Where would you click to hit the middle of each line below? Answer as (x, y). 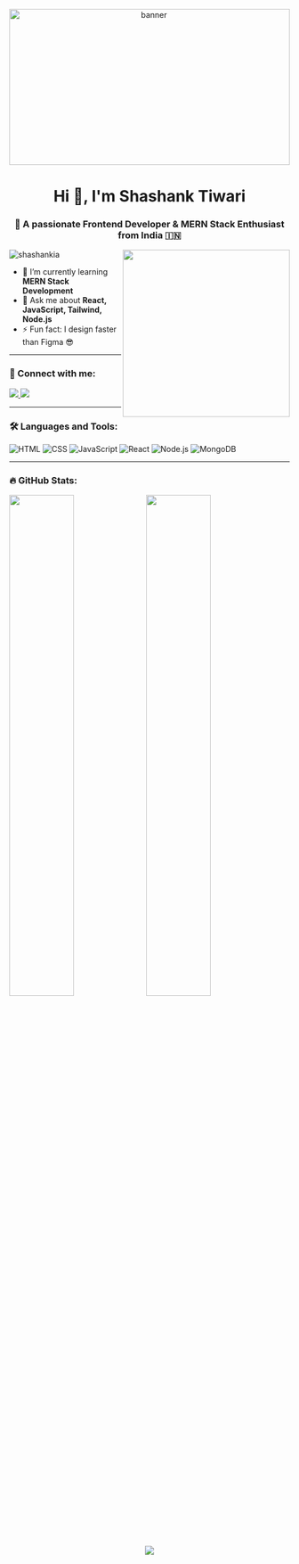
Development (48, 291)
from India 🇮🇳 (149, 235)
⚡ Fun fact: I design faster (69, 329)
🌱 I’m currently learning (65, 272)
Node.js (37, 319)
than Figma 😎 (48, 342)
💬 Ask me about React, (64, 300)
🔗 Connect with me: (53, 374)
